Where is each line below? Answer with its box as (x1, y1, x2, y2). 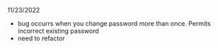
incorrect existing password (17, 27, 99, 35)
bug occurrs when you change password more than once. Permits (17, 19, 211, 27)
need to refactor (17, 34, 65, 42)
